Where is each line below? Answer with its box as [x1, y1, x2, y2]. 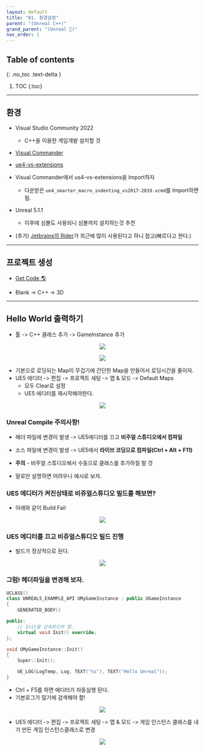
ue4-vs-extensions [15, 160, 63, 168]
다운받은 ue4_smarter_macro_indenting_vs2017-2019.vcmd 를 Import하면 [24, 186, 199, 193]
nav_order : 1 [6, 32, 40, 38]
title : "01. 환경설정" [6, 15, 59, 21]
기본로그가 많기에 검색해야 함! [15, 693, 86, 701]
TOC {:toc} [15, 82, 43, 89]
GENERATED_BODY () [17, 607, 62, 613]
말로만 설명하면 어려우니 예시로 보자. [15, 472, 102, 479]
